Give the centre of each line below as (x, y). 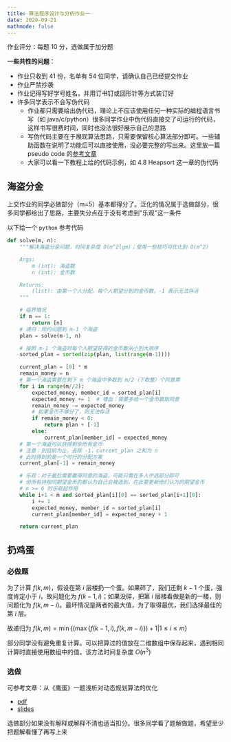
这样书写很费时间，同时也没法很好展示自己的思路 (97, 128)
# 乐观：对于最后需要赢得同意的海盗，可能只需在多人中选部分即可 (99, 476)
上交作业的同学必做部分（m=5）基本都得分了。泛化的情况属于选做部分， (110, 204)
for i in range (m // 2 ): (52, 386)
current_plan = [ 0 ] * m (54, 367)
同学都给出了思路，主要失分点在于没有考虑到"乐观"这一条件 (97, 213)
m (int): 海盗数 (54, 266)
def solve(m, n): (32, 241)
